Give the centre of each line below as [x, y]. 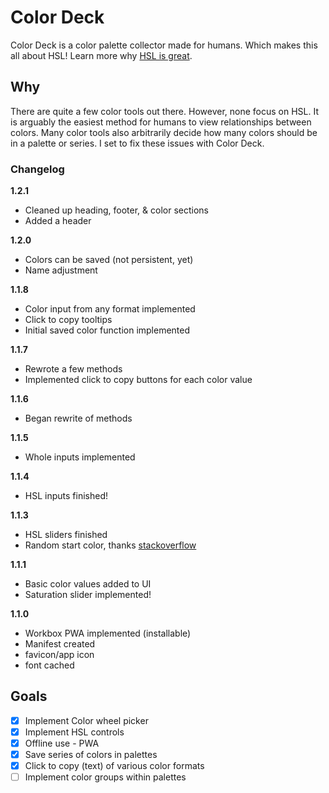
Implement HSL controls [74, 732]
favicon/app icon [59, 655]
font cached [49, 665]
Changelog [37, 169]
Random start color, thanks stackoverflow [110, 545]
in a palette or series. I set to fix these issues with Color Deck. [137, 143]
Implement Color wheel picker [86, 720]
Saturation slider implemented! [88, 595]
